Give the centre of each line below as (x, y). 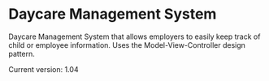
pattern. (22, 53)
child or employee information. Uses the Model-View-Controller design (127, 45)
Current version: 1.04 (43, 69)
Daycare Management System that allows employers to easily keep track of (134, 36)
